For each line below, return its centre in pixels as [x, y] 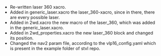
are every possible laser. [35, 17]
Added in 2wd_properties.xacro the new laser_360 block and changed [81, 33]
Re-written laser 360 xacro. [38, 7]
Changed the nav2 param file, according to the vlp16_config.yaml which [83, 43]
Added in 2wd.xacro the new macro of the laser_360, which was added [82, 22]
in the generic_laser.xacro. [37, 28]
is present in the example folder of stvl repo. [55, 48]
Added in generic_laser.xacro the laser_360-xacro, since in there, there [82, 12]
